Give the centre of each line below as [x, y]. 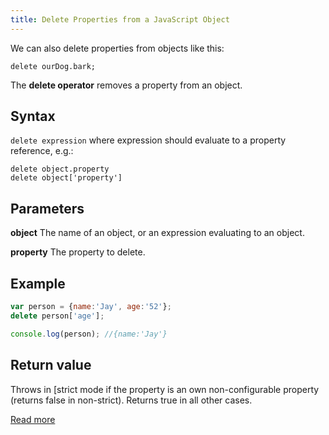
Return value [51, 365]
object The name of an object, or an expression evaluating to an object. [157, 233]
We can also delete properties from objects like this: [117, 48]
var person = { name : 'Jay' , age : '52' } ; [91, 307]
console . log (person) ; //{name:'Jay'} [89, 334]
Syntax [33, 116]
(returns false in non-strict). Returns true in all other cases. [131, 400]
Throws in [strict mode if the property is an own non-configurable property [165, 389]
